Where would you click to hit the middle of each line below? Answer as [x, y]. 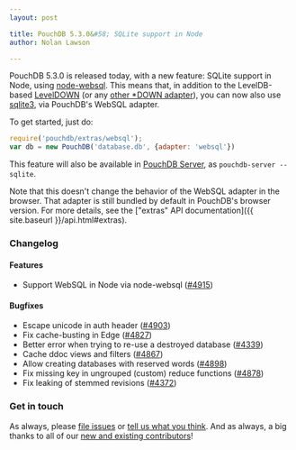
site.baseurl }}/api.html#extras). [68, 220]
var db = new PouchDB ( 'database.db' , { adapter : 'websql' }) [122, 147]
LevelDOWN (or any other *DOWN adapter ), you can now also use [158, 95]
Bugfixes [27, 305]
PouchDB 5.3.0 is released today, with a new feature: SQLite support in [140, 76]
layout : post [34, 18]
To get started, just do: [51, 122]
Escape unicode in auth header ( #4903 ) [96, 326]
